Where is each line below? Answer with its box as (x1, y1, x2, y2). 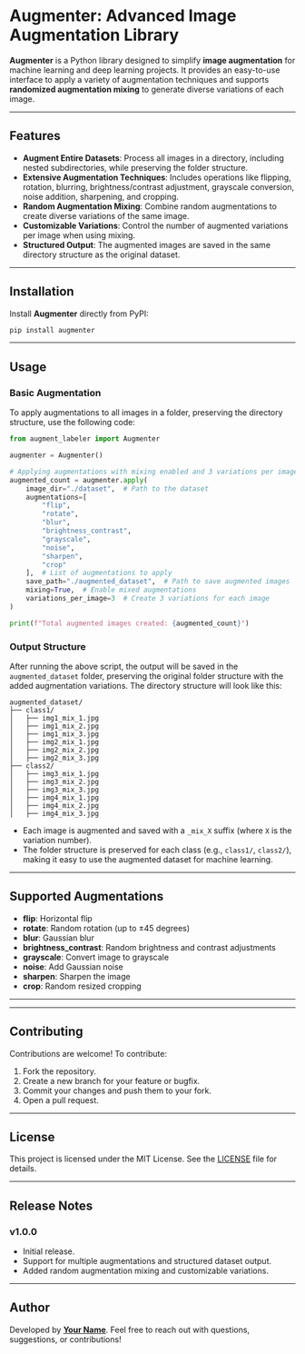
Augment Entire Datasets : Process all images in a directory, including (22, 152, 284, 164)
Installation (9, 284, 74, 300)
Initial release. (22, 1246, 75, 1257)
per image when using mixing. (22, 229, 136, 241)
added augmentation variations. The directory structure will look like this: (9, 680, 283, 691)
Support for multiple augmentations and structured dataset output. (22, 1256, 272, 1267)
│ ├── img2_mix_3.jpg (9, 753, 100, 762)
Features (9, 128, 61, 144)
